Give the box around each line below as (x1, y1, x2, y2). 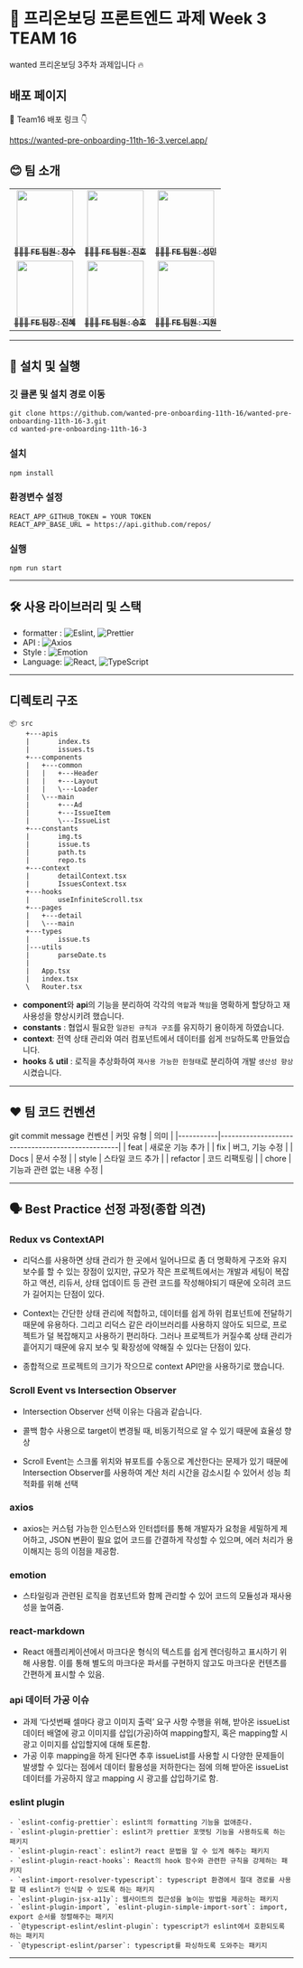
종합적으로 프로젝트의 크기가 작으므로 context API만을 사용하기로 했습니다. (22, 1361, 285, 1372)
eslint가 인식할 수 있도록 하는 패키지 (30, 1886, 155, 1895)
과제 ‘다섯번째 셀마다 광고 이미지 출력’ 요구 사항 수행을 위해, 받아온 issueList (22, 1716, 290, 1727)
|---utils (25, 942, 63, 952)
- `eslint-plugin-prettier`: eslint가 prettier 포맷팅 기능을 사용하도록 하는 (9, 1828, 286, 1837)
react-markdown (9, 1624, 86, 1637)
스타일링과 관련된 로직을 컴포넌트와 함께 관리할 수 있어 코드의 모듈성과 (22, 1590, 269, 1601)
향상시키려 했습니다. (53, 1010, 124, 1022)
